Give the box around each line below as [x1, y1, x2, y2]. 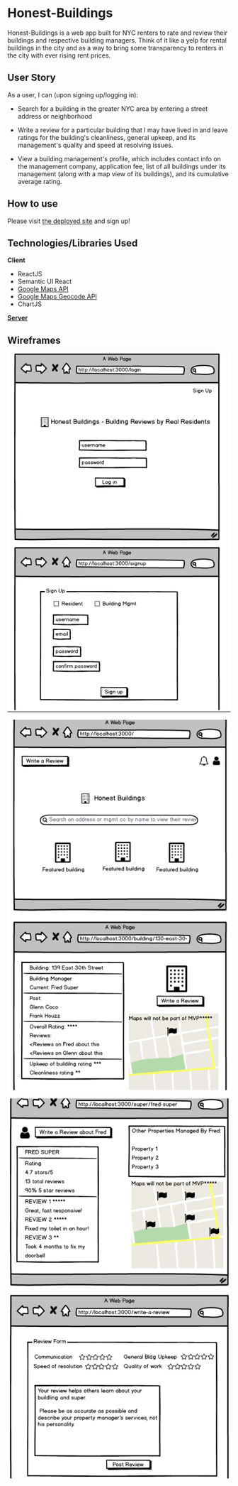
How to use [7, 197, 58, 210]
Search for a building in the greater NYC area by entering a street [17, 104, 208, 113]
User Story [7, 72, 56, 84]
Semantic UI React [17, 277, 72, 286]
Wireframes [7, 334, 62, 346]
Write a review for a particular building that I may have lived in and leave [17, 126, 228, 134]
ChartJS [17, 300, 42, 308]
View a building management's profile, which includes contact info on [17, 154, 222, 163]
